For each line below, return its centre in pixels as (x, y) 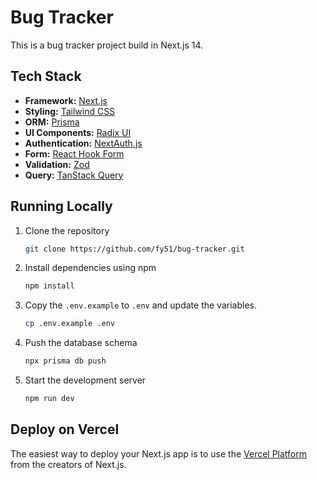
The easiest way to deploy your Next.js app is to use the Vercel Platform (159, 453)
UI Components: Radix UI (78, 132)
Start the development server (85, 380)
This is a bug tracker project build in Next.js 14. (107, 45)
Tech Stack (46, 76)
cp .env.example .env (69, 324)
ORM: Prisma (52, 122)
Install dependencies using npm (90, 268)
